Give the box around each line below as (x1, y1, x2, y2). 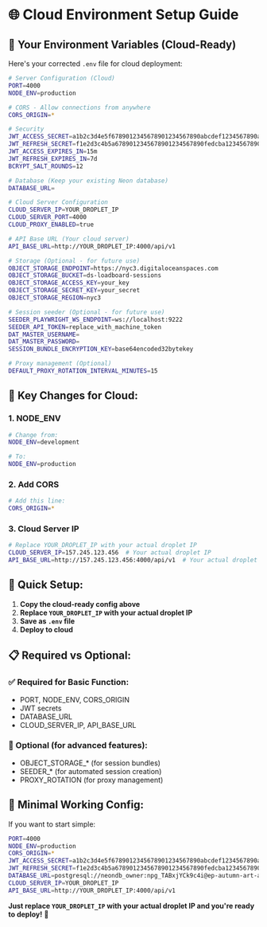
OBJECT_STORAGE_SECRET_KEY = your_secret (8, 287, 141, 295)
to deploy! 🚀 (8, 909, 49, 919)
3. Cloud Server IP (8, 523, 79, 534)
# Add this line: (8, 497, 66, 505)
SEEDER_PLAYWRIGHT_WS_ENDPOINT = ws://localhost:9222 (8, 315, 183, 323)
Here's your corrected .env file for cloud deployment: (8, 59, 183, 68)
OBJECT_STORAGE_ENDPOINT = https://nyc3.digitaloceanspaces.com (8, 264, 219, 272)
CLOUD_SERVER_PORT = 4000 (8, 213, 87, 221)
